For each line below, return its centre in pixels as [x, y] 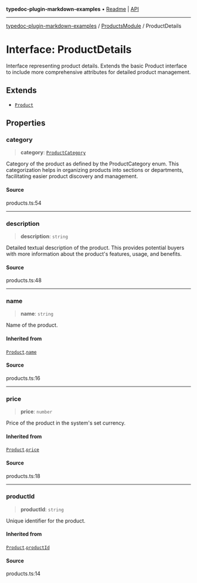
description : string [44, 236]
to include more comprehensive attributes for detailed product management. [98, 72]
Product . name [21, 351]
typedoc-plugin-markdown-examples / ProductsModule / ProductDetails [94, 26]
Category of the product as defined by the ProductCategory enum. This [93, 164]
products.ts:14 [23, 574]
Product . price [23, 449]
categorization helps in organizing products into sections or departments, [95, 170]
